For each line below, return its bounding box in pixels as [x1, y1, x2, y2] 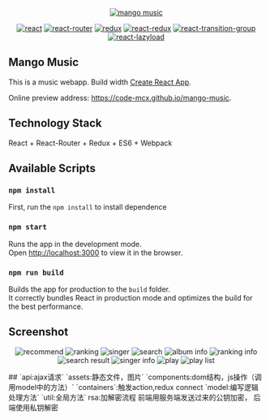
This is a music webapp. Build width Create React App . [8, 77, 192, 87]
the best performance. [8, 301, 84, 311]
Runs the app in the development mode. [8, 239, 142, 249]
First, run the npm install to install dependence [8, 202, 168, 212]
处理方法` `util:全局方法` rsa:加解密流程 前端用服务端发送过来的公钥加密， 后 [8, 392, 261, 402]
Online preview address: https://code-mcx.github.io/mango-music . [8, 93, 232, 102]
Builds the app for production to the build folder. [8, 284, 171, 294]
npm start [8, 223, 47, 232]
